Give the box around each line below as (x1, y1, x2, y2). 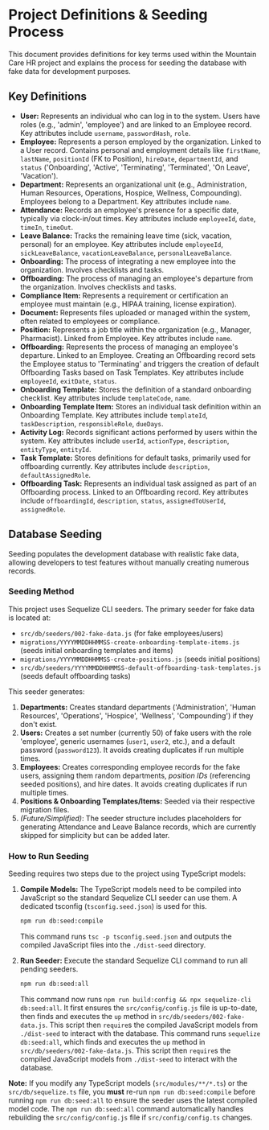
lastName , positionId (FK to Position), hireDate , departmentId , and (19, 154, 238, 163)
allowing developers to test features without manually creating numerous (8, 557, 250, 567)
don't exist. (19, 719, 58, 729)
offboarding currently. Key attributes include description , (19, 461, 210, 471)
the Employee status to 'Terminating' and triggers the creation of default (19, 359, 259, 368)
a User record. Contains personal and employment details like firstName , (19, 145, 261, 154)
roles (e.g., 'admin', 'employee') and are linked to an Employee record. (19, 119, 252, 129)
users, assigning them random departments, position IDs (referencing (19, 770, 251, 780)
